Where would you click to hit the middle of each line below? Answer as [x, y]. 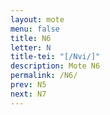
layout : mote [37, 19]
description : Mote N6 [55, 66]
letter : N [31, 47]
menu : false [35, 29]
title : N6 [31, 38]
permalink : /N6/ [44, 76]
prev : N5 [28, 85]
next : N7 [28, 94]
